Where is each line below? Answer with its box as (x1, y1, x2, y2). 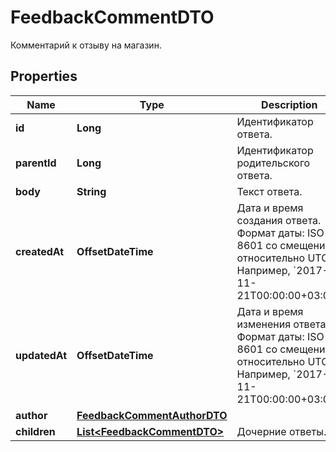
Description (261, 97, 318, 111)
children (15, 424, 56, 438)
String (76, 184, 107, 198)
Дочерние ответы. (236, 424, 327, 438)
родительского (236, 156, 311, 170)
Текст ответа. (236, 184, 303, 198)
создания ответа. (236, 213, 322, 227)
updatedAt (15, 348, 68, 362)
